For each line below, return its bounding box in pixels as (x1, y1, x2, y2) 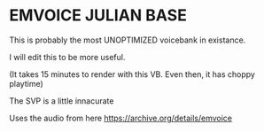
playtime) (9, 78, 44, 89)
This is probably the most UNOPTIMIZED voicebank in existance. (9, 35, 246, 45)
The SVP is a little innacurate (9, 95, 114, 106)
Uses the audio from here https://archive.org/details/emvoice (9, 113, 233, 123)
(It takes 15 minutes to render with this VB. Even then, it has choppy (9, 68, 255, 80)
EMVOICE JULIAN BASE (9, 5, 188, 26)
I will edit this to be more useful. (9, 51, 126, 62)
